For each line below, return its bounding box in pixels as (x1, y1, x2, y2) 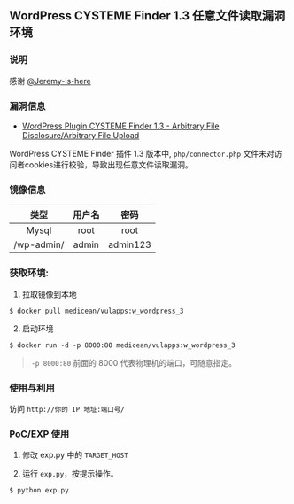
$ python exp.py (9, 486, 69, 495)
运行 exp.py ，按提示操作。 (21, 469, 119, 479)
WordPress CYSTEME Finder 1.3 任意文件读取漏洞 (9, 8, 286, 24)
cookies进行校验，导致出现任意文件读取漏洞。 (24, 159, 193, 170)
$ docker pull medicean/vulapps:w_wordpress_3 (9, 306, 184, 315)
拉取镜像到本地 (21, 289, 77, 299)
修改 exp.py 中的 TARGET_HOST (21, 450, 128, 461)
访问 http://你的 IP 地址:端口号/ (9, 403, 126, 414)
